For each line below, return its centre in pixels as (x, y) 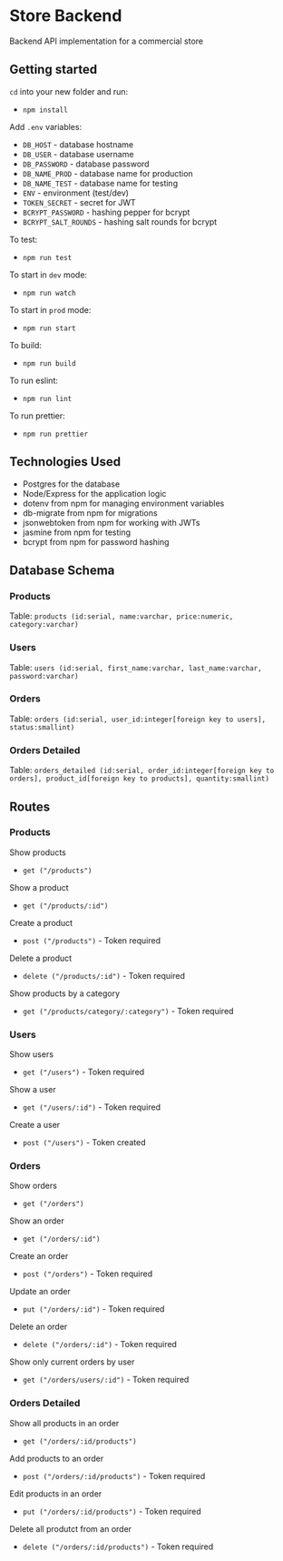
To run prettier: (37, 416)
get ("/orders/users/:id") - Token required (106, 1380)
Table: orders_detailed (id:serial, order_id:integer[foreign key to (142, 770)
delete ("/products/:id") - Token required (104, 975)
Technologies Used (65, 462)
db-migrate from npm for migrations (90, 513)
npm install (45, 110)
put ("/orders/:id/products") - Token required (112, 1511)
